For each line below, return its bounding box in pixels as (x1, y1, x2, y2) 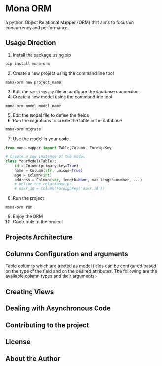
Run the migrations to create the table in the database (12, 118, 122, 123)
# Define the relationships (14, 182, 72, 187)
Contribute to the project (12, 219, 63, 224)
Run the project (12, 195, 44, 201)
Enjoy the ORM (12, 213, 43, 219)
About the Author (5, 355, 61, 363)
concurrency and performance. (5, 24, 69, 30)
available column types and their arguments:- (5, 274, 98, 279)
